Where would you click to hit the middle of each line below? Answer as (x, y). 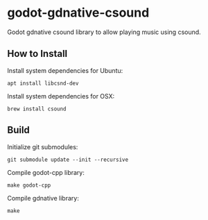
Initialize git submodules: (43, 146)
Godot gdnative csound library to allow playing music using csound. (104, 32)
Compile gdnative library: (43, 198)
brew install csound (37, 109)
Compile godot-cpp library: (46, 172)
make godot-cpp (29, 185)
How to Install (37, 54)
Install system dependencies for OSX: (61, 96)
